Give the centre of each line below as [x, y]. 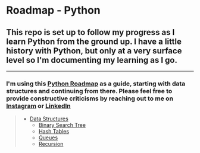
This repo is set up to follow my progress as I [90, 32]
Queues [48, 138]
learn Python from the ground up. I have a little [94, 41]
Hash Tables [54, 132]
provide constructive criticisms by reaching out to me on [90, 98]
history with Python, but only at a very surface [94, 51]
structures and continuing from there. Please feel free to [89, 91]
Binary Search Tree [62, 125]
